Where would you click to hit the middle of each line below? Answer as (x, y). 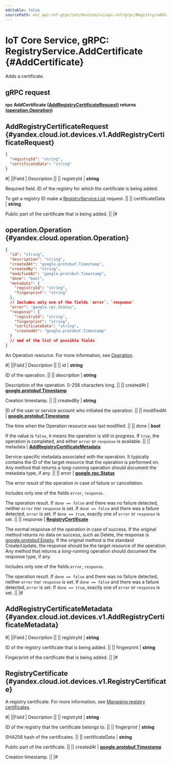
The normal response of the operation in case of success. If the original (81, 529)
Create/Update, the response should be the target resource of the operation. (86, 546)
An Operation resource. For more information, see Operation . (70, 355)
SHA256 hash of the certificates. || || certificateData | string (69, 737)
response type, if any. (28, 556)
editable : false (23, 10)
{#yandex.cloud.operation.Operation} (67, 238)
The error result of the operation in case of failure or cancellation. (74, 483)
